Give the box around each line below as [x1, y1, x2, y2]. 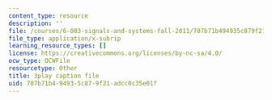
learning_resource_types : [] [8, 42, 107, 50]
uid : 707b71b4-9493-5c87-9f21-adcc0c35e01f [8, 79, 158, 87]
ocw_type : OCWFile [8, 57, 70, 65]
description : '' [8, 19, 63, 27]
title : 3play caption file [8, 72, 100, 80]
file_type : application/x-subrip [8, 34, 121, 43]
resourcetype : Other [8, 65, 79, 73]
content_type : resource [8, 11, 89, 20]
